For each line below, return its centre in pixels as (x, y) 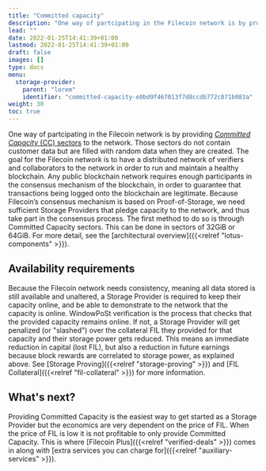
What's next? (42, 398)
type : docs (26, 68)
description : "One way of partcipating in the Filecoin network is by (127, 23)
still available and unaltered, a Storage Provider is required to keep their (125, 296)
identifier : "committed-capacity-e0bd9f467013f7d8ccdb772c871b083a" (138, 97)
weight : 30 (26, 104)
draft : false (30, 52)
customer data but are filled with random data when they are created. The (129, 151)
